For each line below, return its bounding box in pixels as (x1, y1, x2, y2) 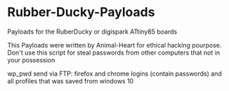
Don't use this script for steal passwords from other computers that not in (7, 48, 220, 57)
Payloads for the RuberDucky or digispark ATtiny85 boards (7, 27, 178, 36)
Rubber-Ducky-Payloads (7, 4, 155, 20)
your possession (7, 55, 55, 64)
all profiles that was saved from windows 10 (7, 76, 134, 85)
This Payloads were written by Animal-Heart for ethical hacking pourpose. (7, 41, 222, 49)
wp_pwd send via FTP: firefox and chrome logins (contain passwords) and (7, 69, 223, 78)
